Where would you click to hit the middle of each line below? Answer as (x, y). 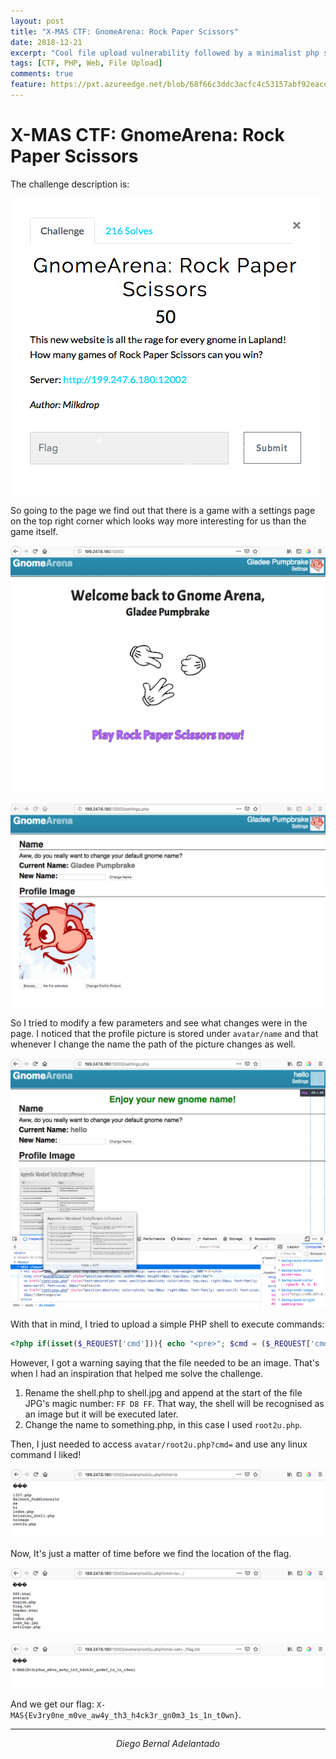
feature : (28, 85)
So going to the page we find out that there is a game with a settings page (163, 510)
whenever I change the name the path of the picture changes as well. (153, 1044)
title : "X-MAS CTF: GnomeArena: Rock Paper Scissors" (125, 31)
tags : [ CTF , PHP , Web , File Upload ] (86, 63)
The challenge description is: (70, 184)
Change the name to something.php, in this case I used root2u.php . (163, 1424)
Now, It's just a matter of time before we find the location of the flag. (151, 1554)
